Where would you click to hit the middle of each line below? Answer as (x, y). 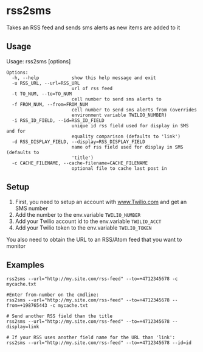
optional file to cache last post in (119, 168)
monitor (16, 246)
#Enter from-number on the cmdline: (53, 295)
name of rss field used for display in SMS (127, 147)
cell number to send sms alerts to (117, 99)
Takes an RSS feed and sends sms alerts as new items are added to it (93, 27)
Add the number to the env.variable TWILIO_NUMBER (78, 214)
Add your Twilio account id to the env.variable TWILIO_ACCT (88, 221)
